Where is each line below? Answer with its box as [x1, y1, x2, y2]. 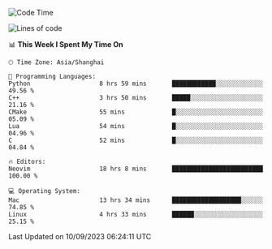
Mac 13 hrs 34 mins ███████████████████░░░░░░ [8, 196, 264, 204]
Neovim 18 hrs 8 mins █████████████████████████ [8, 165, 264, 173]
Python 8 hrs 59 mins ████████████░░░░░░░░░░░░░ [8, 79, 264, 88]
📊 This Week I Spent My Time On [8, 40, 123, 49]
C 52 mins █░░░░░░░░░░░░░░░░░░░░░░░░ [8, 136, 264, 144]
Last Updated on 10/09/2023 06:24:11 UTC [8, 232, 152, 241]
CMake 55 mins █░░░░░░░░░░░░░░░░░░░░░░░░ [8, 108, 264, 116]
